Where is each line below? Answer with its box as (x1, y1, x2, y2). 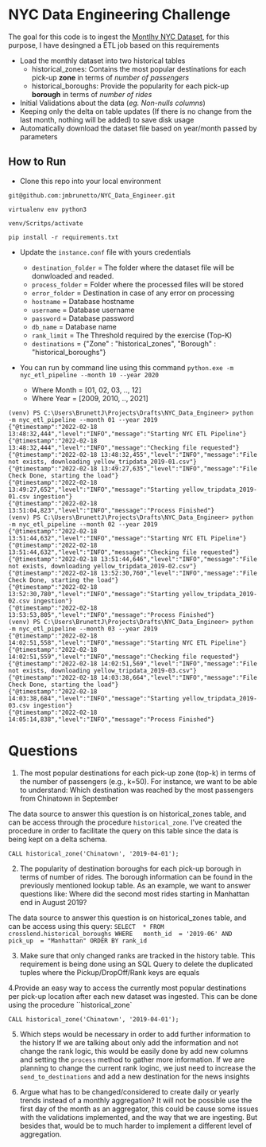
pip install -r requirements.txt (8, 233, 119, 241)
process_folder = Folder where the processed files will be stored (31, 279, 244, 289)
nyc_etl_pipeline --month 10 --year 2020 (19, 371, 159, 379)
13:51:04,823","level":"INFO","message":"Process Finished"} (8, 506, 215, 514)
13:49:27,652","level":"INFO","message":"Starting (8, 486, 179, 494)
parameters (19, 131, 58, 141)
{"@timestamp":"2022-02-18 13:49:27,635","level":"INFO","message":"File (8, 464, 258, 473)
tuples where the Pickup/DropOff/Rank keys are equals (19, 967, 200, 977)
